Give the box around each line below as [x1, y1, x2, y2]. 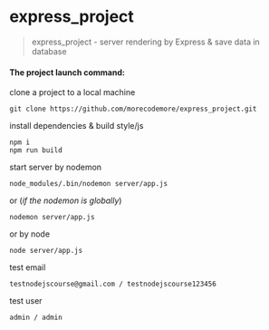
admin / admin [9, 313, 63, 323]
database [31, 45, 67, 56]
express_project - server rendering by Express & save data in [31, 36, 260, 47]
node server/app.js [9, 247, 83, 256]
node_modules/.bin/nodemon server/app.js [9, 180, 168, 189]
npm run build [9, 146, 63, 155]
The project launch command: [9, 66, 125, 78]
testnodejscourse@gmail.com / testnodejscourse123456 [9, 279, 217, 289]
